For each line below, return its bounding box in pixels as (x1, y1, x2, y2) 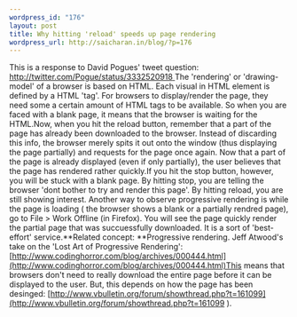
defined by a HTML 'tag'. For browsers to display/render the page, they (9, 91, 269, 101)
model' (9, 81, 35, 91)
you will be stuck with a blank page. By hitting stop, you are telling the (9, 175, 264, 186)
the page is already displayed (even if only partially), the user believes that (9, 156, 281, 167)
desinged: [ (9, 289, 51, 299)
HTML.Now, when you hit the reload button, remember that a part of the (9, 119, 272, 130)
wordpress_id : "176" (9, 12, 86, 22)
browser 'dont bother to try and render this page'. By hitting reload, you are (9, 185, 284, 195)
